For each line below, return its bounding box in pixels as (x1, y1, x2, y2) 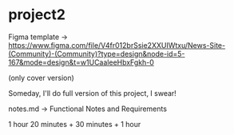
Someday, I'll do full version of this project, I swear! (8, 88, 177, 97)
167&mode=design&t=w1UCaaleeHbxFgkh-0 (8, 58, 154, 67)
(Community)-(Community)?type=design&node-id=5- (8, 49, 185, 58)
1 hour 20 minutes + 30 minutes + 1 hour (8, 119, 141, 129)
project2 (8, 6, 66, 24)
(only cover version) (8, 73, 74, 82)
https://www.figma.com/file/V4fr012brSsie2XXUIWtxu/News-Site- (8, 40, 226, 50)
